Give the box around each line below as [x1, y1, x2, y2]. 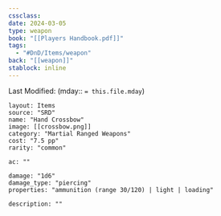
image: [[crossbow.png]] [8, 122, 92, 131]
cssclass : [8, 11, 42, 20]
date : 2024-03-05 [8, 19, 67, 27]
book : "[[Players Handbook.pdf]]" [8, 34, 125, 43]
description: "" [8, 200, 63, 208]
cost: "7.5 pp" [8, 137, 59, 145]
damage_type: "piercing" [8, 178, 92, 187]
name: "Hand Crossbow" [8, 116, 84, 124]
